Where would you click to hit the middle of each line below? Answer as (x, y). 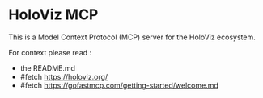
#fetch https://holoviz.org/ (64, 76)
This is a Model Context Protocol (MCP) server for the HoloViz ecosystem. (132, 37)
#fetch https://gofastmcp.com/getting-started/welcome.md (119, 85)
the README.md (47, 68)
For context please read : (50, 52)
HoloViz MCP (53, 15)
